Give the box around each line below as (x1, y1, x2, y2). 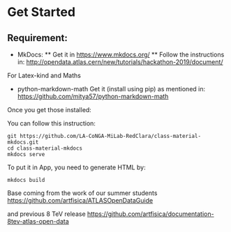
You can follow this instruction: (7, 119, 96, 127)
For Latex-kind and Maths (7, 71, 82, 79)
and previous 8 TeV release (7, 210, 86, 218)
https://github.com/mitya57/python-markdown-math (17, 92, 169, 100)
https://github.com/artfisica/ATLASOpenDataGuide (7, 196, 154, 204)
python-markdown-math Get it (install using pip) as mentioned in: (17, 85, 206, 93)
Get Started (7, 4, 75, 20)
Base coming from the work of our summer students (7, 189, 158, 197)
